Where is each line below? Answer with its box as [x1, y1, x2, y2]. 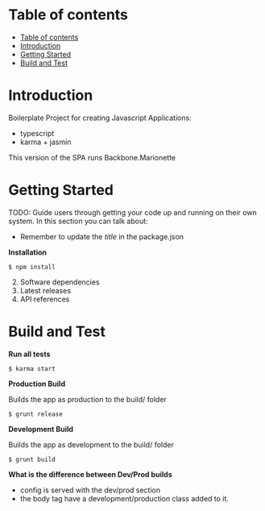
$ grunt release [8, 409, 63, 418]
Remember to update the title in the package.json [19, 231, 184, 241]
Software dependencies [19, 276, 100, 287]
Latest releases [19, 285, 71, 295]
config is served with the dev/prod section [19, 485, 161, 495]
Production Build [8, 379, 66, 388]
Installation [8, 247, 47, 257]
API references [19, 294, 70, 304]
